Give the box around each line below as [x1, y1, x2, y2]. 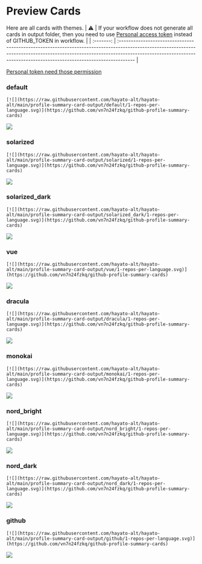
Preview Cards [6, 4, 81, 18]
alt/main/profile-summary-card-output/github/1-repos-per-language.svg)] [6, 536, 196, 542]
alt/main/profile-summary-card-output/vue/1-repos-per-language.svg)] [6, 267, 188, 273]
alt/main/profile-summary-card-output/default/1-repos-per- [6, 102, 161, 108]
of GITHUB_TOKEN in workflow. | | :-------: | [6, 37, 116, 44]
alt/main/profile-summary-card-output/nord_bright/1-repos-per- [6, 426, 171, 432]
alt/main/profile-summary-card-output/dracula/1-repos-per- [6, 316, 161, 322]
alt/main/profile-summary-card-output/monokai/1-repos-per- [6, 371, 161, 377]
